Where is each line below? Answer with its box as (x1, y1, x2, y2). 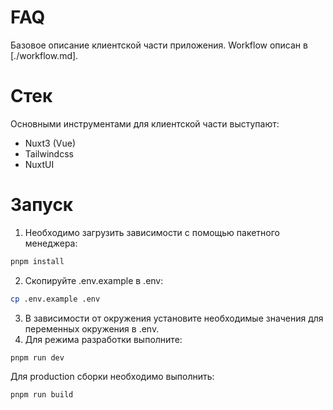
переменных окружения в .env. (24, 322, 160, 335)
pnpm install (10, 256, 65, 266)
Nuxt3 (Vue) (24, 137, 77, 149)
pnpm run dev (10, 352, 65, 363)
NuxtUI (24, 158, 55, 170)
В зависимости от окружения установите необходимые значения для (24, 312, 324, 324)
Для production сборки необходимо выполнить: (10, 371, 215, 383)
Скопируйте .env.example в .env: (24, 274, 164, 286)
